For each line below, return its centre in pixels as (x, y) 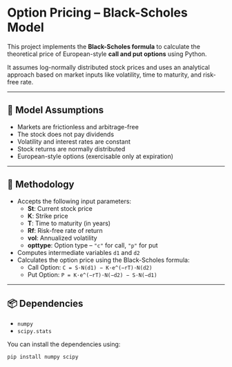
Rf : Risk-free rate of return (65, 230)
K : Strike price (48, 216)
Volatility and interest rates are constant (74, 141)
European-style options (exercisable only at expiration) (95, 156)
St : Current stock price (60, 208)
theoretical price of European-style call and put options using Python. (107, 54)
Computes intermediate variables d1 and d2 (78, 252)
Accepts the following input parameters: (74, 201)
